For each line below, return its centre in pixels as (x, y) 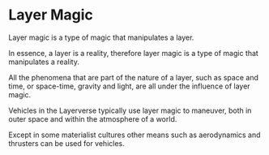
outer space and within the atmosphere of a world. (93, 118)
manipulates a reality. (44, 62)
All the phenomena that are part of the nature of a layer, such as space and (134, 77)
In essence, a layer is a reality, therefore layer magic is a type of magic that (134, 53)
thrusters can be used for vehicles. (66, 143)
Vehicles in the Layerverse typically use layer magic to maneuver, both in (130, 110)
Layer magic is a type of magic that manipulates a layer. (101, 37)
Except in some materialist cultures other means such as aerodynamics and (134, 135)
